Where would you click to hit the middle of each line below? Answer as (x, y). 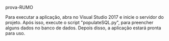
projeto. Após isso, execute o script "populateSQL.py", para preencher (79, 23)
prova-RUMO (19, 7)
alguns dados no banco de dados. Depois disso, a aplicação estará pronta (83, 28)
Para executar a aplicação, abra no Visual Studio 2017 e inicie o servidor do (85, 17)
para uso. (15, 33)
